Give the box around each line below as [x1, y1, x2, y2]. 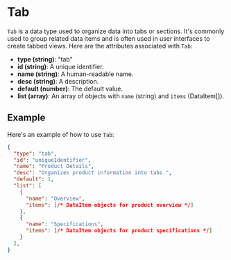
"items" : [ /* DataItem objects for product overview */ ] [25, 201, 194, 208]
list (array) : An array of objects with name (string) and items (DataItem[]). [17, 91, 224, 100]
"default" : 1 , [13, 176, 54, 183]
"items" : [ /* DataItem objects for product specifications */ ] [25, 228, 213, 234]
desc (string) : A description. [17, 77, 99, 85]
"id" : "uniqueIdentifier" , [13, 156, 92, 163]
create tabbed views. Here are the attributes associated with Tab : [7, 41, 193, 50]
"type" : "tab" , [13, 150, 58, 157]
